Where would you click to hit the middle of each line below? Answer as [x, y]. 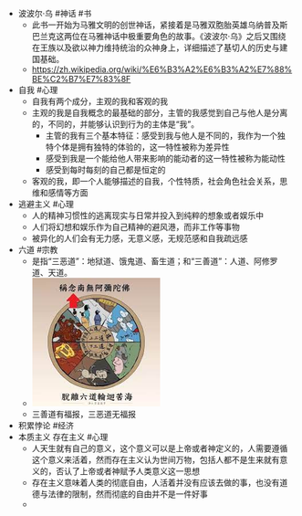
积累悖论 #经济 [46, 426]
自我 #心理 [38, 90]
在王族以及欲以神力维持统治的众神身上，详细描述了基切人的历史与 [156, 47]
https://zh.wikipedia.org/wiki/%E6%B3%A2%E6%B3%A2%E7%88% [162, 69]
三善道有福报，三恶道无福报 [84, 414]
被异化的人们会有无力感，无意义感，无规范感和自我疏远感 [140, 238]
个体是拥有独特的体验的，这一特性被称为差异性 [141, 147]
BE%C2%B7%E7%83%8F [81, 79]
